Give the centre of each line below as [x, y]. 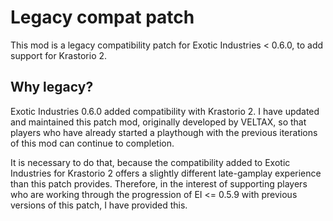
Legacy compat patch [102, 17]
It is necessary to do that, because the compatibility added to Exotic [150, 162]
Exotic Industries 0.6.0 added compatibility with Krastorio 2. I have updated [165, 111]
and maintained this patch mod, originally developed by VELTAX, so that [158, 122]
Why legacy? [52, 87]
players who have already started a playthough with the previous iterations [164, 132]
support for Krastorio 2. [59, 55]
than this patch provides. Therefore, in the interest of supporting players [159, 183]
